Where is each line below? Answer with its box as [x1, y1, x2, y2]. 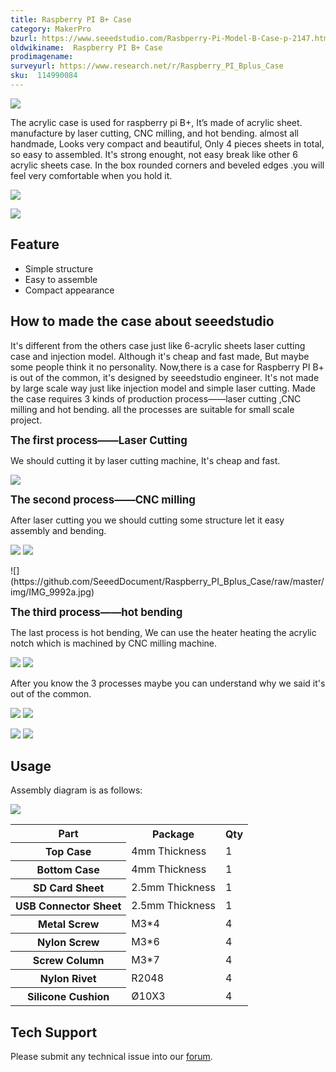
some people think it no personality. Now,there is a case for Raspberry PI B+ [10, 361, 325, 373]
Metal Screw [38, 917, 100, 931]
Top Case [45, 845, 92, 859]
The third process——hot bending [10, 605, 183, 619]
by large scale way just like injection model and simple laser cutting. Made [10, 382, 316, 394]
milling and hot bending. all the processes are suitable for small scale [10, 403, 295, 415]
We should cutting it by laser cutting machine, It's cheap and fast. [10, 454, 281, 466]
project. [10, 414, 43, 426]
